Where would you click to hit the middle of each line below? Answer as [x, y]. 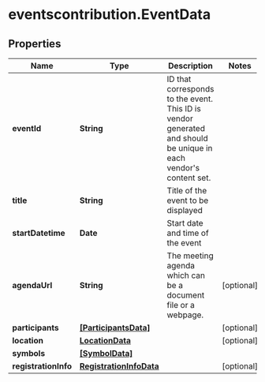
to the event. [190, 99]
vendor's [183, 168]
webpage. [185, 315]
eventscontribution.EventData [110, 15]
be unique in [190, 148]
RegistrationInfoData [119, 366]
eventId [27, 128]
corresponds [190, 89]
